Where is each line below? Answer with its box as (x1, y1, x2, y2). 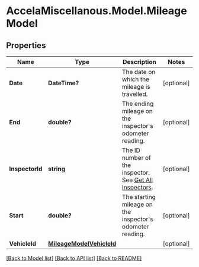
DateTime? (48, 79, 79, 87)
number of (121, 154, 151, 162)
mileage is (121, 83, 150, 91)
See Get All (121, 176, 153, 184)
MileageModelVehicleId (48, 240, 117, 247)
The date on (121, 68, 156, 76)
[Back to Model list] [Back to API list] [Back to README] (6, 255, 142, 262)
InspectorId (9, 165, 43, 173)
